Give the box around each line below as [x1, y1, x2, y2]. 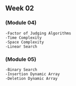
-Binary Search [5, 67, 37, 72]
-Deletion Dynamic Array [5, 76, 58, 81]
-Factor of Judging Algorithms [5, 30, 71, 36]
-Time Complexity [5, 35, 42, 40]
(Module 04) [5, 19, 37, 26]
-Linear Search [5, 44, 37, 49]
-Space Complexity [5, 39, 44, 45]
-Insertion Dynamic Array [5, 71, 60, 76]
